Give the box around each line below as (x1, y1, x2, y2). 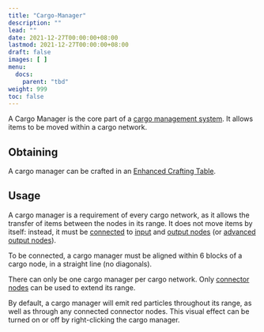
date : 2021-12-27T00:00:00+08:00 (8, 33, 119, 42)
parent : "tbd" (22, 77, 69, 85)
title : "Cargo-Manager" (8, 11, 87, 20)
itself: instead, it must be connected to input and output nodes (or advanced (8, 227, 256, 236)
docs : (15, 70, 34, 78)
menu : (8, 63, 26, 71)
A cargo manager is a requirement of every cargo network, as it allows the (8, 210, 251, 220)
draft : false (8, 48, 51, 56)
